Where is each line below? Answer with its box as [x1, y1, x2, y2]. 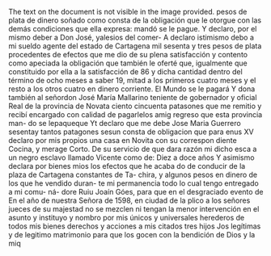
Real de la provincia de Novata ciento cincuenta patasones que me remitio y [8, 101, 262, 111]
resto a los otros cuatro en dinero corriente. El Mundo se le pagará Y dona [8, 84, 256, 94]
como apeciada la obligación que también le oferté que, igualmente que [8, 58, 248, 68]
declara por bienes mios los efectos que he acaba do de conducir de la [8, 162, 246, 170]
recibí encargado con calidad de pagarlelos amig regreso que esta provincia [8, 110, 263, 120]
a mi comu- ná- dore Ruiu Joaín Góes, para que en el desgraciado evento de [8, 187, 264, 196]
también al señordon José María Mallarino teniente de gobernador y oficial [8, 93, 257, 102]
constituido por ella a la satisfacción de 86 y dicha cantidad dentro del [8, 67, 243, 76]
